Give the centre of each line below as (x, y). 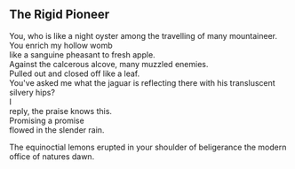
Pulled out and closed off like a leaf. (75, 73)
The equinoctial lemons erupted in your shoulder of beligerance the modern (148, 147)
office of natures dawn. (52, 156)
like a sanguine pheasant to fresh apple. (82, 54)
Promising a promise (47, 120)
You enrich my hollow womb (61, 45)
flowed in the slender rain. (57, 130)
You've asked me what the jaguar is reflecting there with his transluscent (142, 82)
